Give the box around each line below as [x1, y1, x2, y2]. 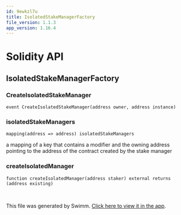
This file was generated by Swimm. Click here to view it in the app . [6, 202, 166, 209]
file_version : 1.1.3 [6, 19, 57, 25]
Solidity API [6, 50, 64, 63]
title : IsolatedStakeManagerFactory [6, 14, 95, 20]
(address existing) [6, 180, 54, 186]
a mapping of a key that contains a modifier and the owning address [6, 141, 170, 148]
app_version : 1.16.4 [6, 25, 57, 31]
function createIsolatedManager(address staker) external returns [6, 175, 171, 182]
